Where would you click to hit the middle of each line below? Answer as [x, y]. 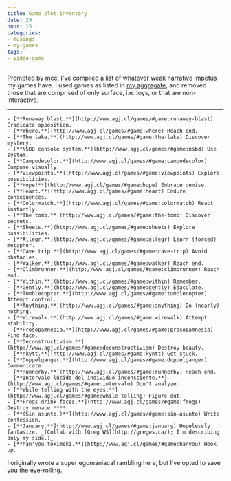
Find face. [23, 335]
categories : [24, 33]
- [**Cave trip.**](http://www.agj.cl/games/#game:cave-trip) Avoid [107, 251]
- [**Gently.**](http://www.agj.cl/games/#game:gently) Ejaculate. [106, 287]
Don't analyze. [158, 384]
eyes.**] [106, 389]
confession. [24, 420]
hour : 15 [20, 26]
